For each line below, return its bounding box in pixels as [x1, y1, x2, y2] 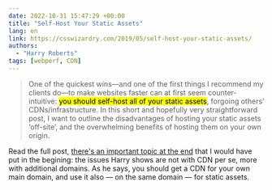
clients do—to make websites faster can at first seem [28, 87, 207, 97]
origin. [28, 130, 50, 140]
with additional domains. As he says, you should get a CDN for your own [8, 163, 250, 173]
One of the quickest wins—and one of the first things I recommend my [28, 78, 264, 89]
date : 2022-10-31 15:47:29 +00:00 [8, 11, 126, 20]
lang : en [8, 27, 38, 35]
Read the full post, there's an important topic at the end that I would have [8, 146, 253, 156]
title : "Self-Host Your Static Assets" [8, 19, 144, 27]
